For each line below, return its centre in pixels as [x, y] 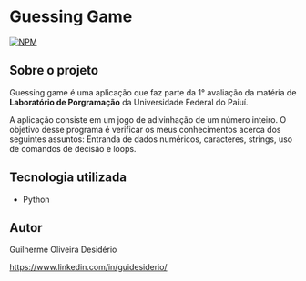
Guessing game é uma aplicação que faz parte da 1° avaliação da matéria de [153, 92]
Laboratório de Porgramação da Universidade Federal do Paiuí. [129, 102]
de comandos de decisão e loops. [73, 148]
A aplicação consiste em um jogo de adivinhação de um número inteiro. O [148, 119]
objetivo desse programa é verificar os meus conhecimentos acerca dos [145, 129]
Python [36, 199]
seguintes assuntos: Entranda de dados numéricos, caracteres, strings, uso [151, 139]
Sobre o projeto [54, 70]
